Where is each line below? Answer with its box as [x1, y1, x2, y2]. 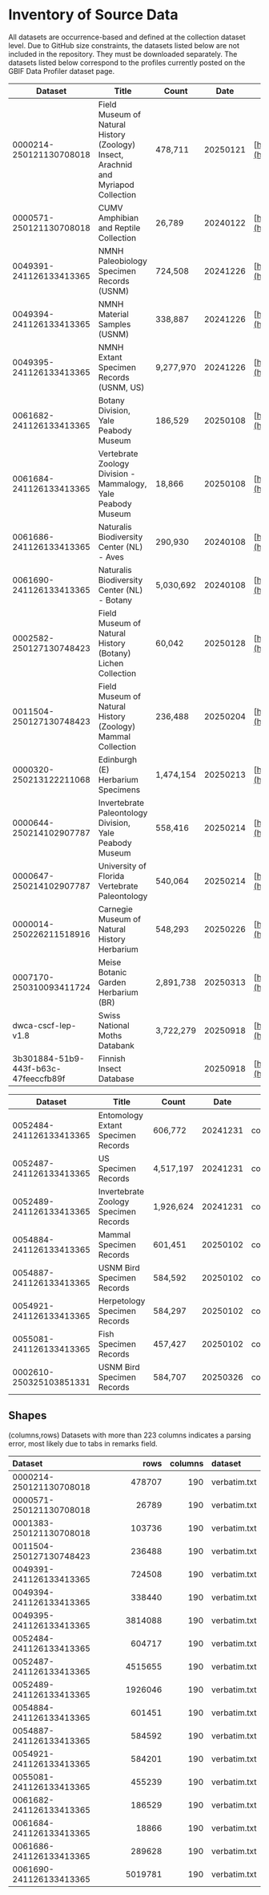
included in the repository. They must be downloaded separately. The [8, 49, 238, 59]
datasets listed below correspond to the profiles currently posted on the [8, 58, 246, 67]
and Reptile [98, 222, 141, 234]
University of [98, 860, 147, 872]
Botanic [98, 966, 127, 978]
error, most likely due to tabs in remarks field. [8, 1438, 158, 1448]
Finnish [98, 1053, 126, 1064]
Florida [98, 870, 125, 881]
